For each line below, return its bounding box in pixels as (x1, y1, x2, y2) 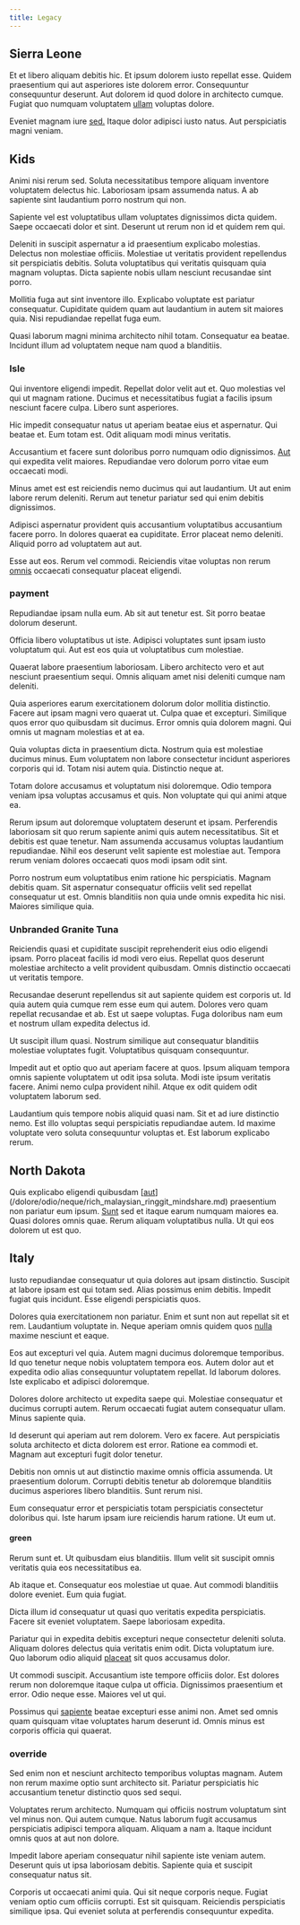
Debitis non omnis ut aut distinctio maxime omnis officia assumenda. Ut (9, 1466, 273, 1477)
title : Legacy (9, 13, 63, 22)
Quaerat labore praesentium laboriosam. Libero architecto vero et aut (9, 661, 264, 672)
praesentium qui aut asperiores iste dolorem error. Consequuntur (9, 80, 249, 91)
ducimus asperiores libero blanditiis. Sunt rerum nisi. (9, 1485, 203, 1496)
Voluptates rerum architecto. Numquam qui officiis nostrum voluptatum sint (9, 1804, 287, 1816)
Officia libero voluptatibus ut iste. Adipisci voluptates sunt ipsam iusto (9, 634, 266, 646)
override (9, 1747, 47, 1760)
